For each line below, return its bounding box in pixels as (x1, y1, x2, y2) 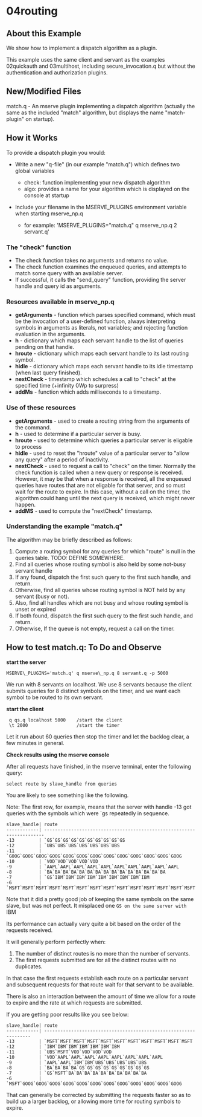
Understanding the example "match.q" (6, 522, 123, 530)
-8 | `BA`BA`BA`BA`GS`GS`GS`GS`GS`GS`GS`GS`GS (6, 1064, 150, 1071)
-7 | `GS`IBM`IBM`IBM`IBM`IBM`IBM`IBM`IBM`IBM (6, 874, 150, 881)
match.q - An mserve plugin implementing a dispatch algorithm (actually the (6, 102, 195, 109)
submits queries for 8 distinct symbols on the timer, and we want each (6, 687, 181, 694)
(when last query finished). (14, 369, 83, 376)
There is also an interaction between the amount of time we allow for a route (6, 992, 196, 1000)
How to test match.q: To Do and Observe (6, 642, 162, 653)
